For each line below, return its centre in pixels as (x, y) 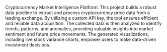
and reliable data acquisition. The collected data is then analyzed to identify (83, 23)
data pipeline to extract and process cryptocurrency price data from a (77, 13)
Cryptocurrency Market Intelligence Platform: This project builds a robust (81, 7)
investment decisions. (28, 45)
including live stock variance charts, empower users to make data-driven (81, 39)
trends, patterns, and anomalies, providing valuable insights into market (79, 29)
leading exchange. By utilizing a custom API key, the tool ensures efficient (82, 18)
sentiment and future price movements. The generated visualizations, (77, 34)
